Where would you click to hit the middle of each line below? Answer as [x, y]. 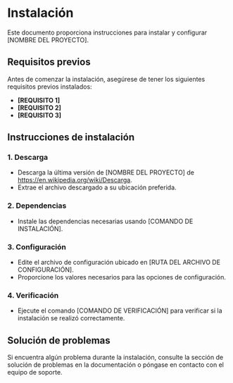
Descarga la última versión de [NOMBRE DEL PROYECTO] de [106, 172]
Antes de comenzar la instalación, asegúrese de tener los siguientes [106, 79]
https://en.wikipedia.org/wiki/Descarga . [75, 180]
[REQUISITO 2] [39, 108]
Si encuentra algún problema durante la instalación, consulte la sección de [115, 358]
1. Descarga [27, 158]
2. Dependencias [37, 206]
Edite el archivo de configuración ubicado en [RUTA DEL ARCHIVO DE [119, 263]
